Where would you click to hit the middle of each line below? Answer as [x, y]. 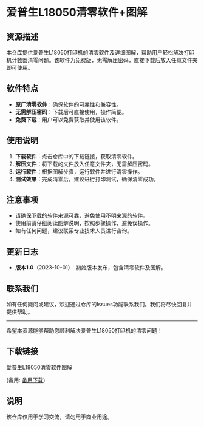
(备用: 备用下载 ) [26, 380]
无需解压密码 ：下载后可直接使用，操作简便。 [71, 112]
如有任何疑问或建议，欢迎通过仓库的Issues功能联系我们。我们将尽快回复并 [100, 305]
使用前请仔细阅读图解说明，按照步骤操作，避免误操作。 [84, 223]
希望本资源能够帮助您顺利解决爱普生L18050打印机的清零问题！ [84, 331]
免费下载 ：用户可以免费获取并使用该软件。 [68, 120]
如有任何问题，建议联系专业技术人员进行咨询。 [73, 231]
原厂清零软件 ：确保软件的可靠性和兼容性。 [68, 104]
